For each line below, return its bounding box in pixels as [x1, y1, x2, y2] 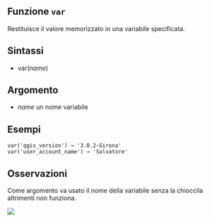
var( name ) [17, 64, 49, 72]
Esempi [7, 123, 41, 135]
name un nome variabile [17, 103, 88, 112]
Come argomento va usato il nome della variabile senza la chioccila [7, 187, 204, 195]
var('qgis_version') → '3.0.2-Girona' [7, 142, 122, 149]
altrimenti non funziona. [7, 194, 76, 202]
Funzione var [7, 6, 66, 18]
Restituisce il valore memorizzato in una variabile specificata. [7, 24, 185, 33]
